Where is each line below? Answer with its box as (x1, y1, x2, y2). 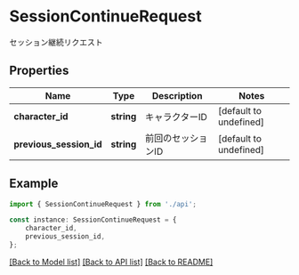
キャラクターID (145, 110, 207, 123)
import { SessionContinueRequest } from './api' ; (9, 199, 198, 208)
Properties (9, 63, 69, 78)
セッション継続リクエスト (9, 36, 103, 47)
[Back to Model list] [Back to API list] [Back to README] (9, 256, 214, 267)
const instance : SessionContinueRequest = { (9, 215, 177, 224)
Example (9, 176, 59, 191)
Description (151, 89, 203, 101)
